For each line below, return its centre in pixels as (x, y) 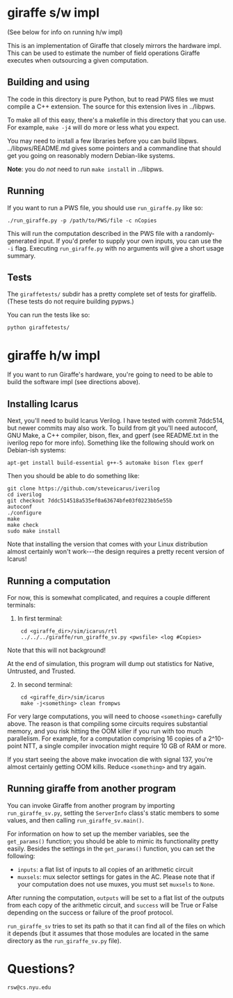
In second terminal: (45, 684)
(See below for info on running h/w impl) (65, 32)
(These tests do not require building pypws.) (71, 301)
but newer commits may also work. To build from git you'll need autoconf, (112, 428)
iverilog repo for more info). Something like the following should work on (111, 443)
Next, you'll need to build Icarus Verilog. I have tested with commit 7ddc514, (116, 421)
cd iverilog (24, 495)
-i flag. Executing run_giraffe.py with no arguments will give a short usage (116, 248)
